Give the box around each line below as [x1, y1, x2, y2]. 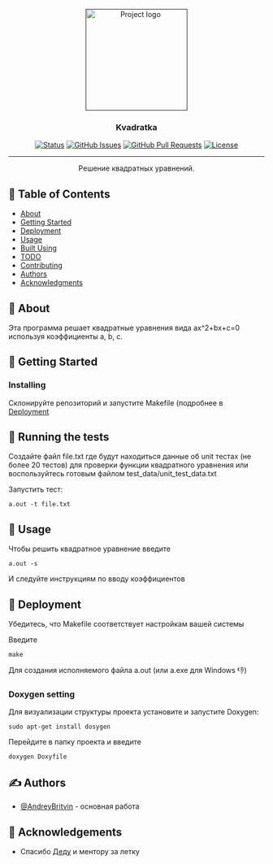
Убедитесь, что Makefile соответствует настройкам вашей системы [8, 619, 245, 629]
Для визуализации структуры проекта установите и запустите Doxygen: [8, 707, 259, 717]
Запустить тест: [8, 484, 63, 494]
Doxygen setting [8, 688, 76, 700]
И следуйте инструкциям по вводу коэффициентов [8, 574, 185, 584]
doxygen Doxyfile [8, 753, 67, 761]
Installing [8, 380, 46, 391]
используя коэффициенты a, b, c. [8, 331, 123, 341]
